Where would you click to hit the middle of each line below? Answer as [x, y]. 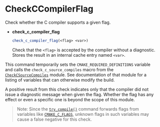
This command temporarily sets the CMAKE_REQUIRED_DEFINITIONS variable [78, 64]
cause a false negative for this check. [54, 119]
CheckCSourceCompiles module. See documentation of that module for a [76, 75]
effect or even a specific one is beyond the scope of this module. [70, 99]
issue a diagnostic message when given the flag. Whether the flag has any [80, 94]
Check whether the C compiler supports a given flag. [58, 22]
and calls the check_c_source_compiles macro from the [59, 69]
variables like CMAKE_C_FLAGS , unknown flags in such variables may [83, 114]
